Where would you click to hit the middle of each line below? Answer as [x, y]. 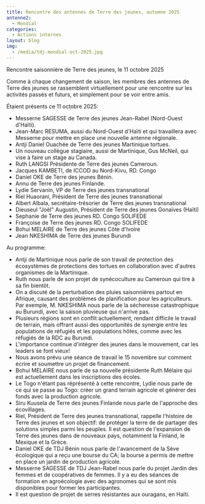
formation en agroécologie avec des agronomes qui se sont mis [96, 481]
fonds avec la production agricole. [59, 396]
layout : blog [23, 41]
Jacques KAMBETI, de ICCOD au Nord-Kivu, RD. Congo [86, 170]
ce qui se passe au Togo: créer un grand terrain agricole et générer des [106, 390]
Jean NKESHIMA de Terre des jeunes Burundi [73, 235]
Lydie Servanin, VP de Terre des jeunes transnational [82, 190]
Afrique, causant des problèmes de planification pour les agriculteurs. [104, 298]
